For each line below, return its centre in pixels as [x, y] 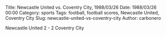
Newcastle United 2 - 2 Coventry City [45, 28]
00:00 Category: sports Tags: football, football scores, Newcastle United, [82, 13]
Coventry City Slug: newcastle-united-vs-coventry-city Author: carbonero [83, 18]
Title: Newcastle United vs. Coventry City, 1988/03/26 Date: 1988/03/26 [81, 7]
